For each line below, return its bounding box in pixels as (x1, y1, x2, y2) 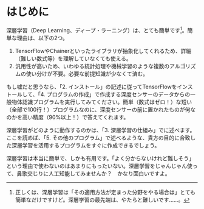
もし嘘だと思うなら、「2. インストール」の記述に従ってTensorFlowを (6, 83, 177, 90)
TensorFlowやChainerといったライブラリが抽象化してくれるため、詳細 (15, 47, 192, 54)
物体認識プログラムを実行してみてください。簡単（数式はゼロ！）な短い (11, 98, 192, 105)
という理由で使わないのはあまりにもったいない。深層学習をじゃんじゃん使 (6, 162, 192, 169)
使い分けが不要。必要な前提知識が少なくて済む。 (25, 70, 149, 77)
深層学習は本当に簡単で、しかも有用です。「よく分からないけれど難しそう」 (6, 154, 195, 161)
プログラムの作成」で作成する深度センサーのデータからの (46, 90, 191, 97)
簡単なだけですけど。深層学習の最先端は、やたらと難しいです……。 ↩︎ (15, 196, 190, 204)
